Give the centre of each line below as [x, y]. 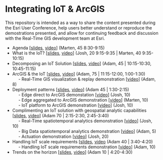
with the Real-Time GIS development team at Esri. [55, 38]
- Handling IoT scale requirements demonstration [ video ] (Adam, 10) [87, 147]
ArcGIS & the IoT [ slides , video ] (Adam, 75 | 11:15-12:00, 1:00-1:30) [79, 74]
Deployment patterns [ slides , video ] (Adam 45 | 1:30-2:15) [70, 89]
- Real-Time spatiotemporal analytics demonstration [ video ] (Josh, [85, 121]
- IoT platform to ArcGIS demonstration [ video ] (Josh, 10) [76, 105]
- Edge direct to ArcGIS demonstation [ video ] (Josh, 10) [74, 95]
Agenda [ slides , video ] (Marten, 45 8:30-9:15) [58, 48]
